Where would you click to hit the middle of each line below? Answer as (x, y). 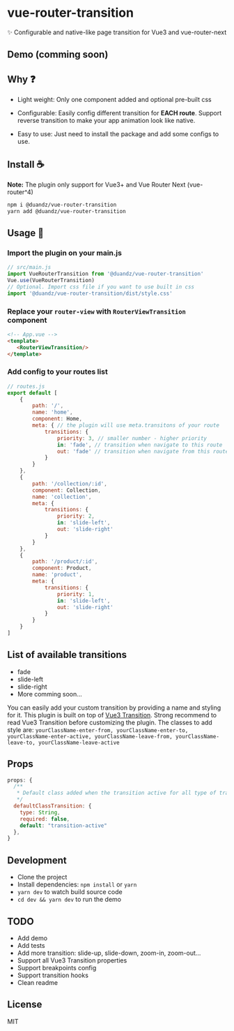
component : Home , (57, 419)
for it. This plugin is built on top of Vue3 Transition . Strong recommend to (112, 715)
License (25, 1005)
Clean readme (37, 982)
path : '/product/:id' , (65, 562)
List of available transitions (67, 655)
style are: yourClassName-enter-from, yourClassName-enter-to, (98, 730)
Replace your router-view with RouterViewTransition (96, 311)
